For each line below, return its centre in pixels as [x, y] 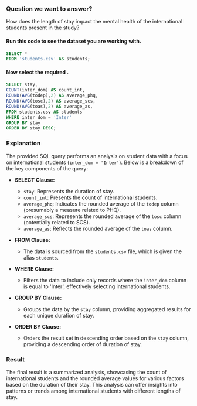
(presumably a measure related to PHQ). [72, 210]
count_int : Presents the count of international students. [90, 197]
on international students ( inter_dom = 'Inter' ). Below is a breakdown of [95, 162]
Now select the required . [38, 72]
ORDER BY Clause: [38, 326]
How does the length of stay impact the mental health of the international [94, 22]
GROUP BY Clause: [38, 298]
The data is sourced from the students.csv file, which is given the [103, 251]
